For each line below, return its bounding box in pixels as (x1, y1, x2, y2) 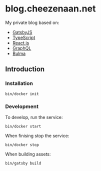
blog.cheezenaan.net (5, 3, 96, 14)
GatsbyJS (12, 29, 32, 35)
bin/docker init (5, 91, 39, 96)
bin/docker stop (5, 142, 39, 147)
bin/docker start (5, 123, 41, 129)
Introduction (5, 65, 45, 73)
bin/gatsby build (5, 160, 41, 165)
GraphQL (12, 45, 31, 51)
